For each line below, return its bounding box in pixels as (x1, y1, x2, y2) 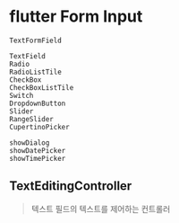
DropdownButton (9, 99, 66, 108)
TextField (9, 51, 47, 60)
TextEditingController (9, 178, 132, 194)
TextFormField (9, 36, 63, 45)
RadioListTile (9, 67, 63, 76)
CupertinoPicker (9, 122, 70, 131)
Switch (9, 91, 34, 100)
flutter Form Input (9, 6, 143, 27)
